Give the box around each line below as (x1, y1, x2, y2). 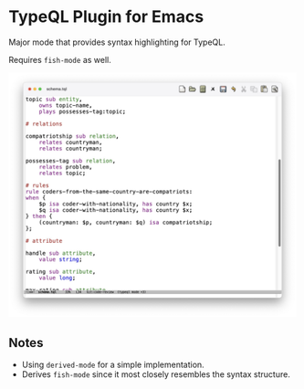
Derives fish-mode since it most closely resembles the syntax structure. (21, 368, 291, 380)
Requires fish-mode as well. (8, 54, 111, 65)
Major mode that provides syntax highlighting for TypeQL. (8, 37, 225, 47)
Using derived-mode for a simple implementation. (21, 359, 204, 370)
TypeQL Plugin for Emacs (8, 6, 204, 27)
